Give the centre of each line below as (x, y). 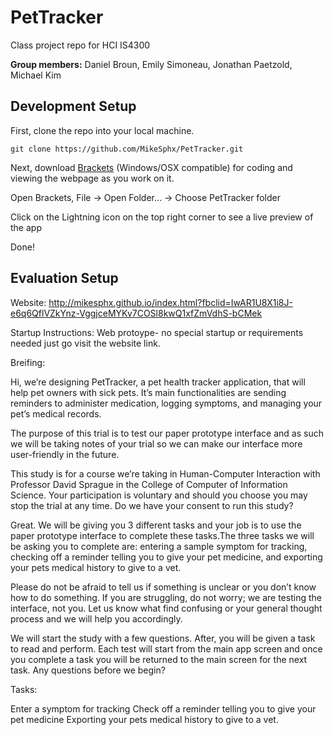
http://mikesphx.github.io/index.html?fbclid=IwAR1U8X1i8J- (170, 302)
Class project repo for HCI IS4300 (80, 45)
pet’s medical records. (56, 413)
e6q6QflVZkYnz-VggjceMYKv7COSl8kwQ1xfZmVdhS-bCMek (136, 313)
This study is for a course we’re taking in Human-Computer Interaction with (165, 473)
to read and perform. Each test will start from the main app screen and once (166, 648)
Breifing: (28, 362)
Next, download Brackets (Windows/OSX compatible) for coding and (151, 167)
